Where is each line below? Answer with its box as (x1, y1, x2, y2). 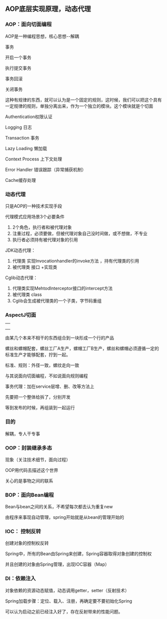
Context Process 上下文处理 (5, 156, 62, 162)
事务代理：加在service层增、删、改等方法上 (5, 383, 94, 390)
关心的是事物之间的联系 (5, 477, 53, 483)
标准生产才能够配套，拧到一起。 (5, 352, 71, 358)
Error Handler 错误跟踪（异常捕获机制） (5, 166, 86, 172)
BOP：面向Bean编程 (5, 491, 54, 498)
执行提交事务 (5, 65, 31, 71)
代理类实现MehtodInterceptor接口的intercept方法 (12, 285, 113, 291)
